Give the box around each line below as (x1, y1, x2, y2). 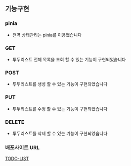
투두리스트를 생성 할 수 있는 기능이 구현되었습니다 (12, 81, 108, 87)
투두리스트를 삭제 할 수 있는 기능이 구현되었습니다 (12, 130, 108, 136)
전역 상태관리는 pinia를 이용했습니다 (12, 32, 82, 38)
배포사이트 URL (5, 144, 40, 151)
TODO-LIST (5, 156, 29, 162)
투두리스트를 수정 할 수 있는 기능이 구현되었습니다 (12, 106, 108, 112)
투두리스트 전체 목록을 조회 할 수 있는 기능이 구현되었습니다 (12, 56, 126, 62)
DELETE (5, 118, 25, 125)
